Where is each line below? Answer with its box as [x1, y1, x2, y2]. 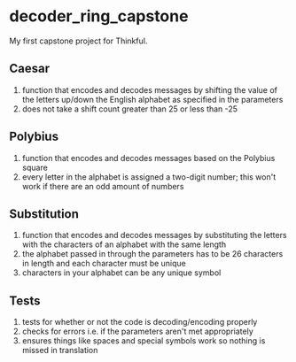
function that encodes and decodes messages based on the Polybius [21, 152, 276, 163]
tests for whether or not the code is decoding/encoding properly [21, 317, 258, 327]
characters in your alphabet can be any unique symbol [21, 267, 222, 278]
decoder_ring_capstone [9, 6, 189, 27]
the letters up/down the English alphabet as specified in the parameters [21, 94, 284, 104]
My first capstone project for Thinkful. [9, 35, 148, 46]
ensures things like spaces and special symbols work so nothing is [21, 335, 266, 346]
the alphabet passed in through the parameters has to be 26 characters [21, 249, 284, 259]
